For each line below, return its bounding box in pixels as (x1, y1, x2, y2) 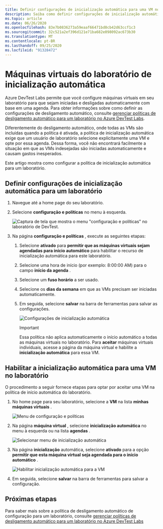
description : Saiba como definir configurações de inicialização (5, 12, 140, 17)
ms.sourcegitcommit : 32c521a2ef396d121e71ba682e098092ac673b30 (5, 30, 136, 34)
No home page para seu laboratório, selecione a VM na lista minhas (12, 399, 149, 405)
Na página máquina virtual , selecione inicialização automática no (12, 423, 147, 429)
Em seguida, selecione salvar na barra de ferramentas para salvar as (19, 301, 158, 307)
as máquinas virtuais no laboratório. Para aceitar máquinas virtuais (19, 339, 154, 345)
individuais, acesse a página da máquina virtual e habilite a (19, 345, 137, 350)
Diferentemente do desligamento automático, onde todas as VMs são (5, 125, 144, 131)
